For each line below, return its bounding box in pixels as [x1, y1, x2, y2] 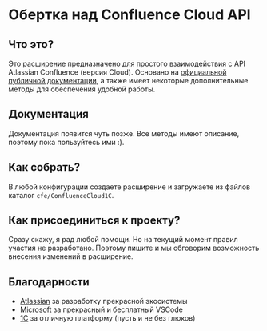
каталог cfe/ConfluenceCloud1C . [8, 190, 114, 200]
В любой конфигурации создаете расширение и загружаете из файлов [8, 182, 250, 192]
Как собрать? [8, 160, 81, 174]
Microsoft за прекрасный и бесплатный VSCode [19, 305, 184, 314]
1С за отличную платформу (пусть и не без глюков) [19, 313, 196, 323]
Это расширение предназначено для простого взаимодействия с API [8, 59, 246, 68]
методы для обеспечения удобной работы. [8, 84, 156, 94]
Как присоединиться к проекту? [8, 214, 181, 228]
